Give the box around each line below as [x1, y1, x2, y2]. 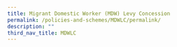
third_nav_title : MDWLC [7, 29, 77, 37]
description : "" [7, 23, 55, 30]
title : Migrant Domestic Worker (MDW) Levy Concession [7, 10, 171, 17]
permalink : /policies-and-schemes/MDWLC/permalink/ [7, 17, 161, 23]
